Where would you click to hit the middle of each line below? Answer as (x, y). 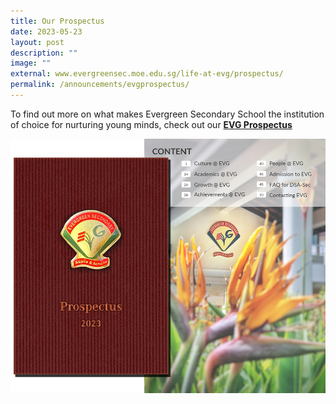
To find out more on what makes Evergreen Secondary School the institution (167, 114)
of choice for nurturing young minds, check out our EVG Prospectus (151, 124)
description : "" (44, 53)
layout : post (37, 42)
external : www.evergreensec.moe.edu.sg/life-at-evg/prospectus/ (147, 74)
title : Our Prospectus (57, 21)
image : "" (31, 63)
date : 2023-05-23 (46, 31)
